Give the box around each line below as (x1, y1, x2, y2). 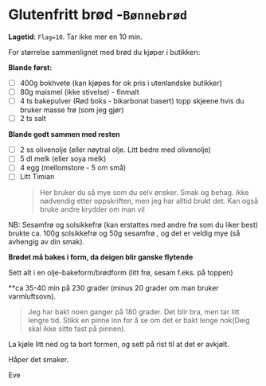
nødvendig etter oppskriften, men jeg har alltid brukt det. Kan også (39, 197, 259, 206)
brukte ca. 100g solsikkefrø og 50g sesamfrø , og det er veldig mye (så (8, 228, 241, 238)
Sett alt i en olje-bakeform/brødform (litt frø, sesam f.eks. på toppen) (8, 268, 233, 278)
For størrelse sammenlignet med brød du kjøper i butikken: (8, 47, 201, 57)
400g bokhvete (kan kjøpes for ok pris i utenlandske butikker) (19, 78, 223, 88)
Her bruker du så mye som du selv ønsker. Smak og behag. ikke (39, 188, 249, 197)
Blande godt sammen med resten (8, 130, 121, 139)
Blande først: (8, 62, 53, 72)
